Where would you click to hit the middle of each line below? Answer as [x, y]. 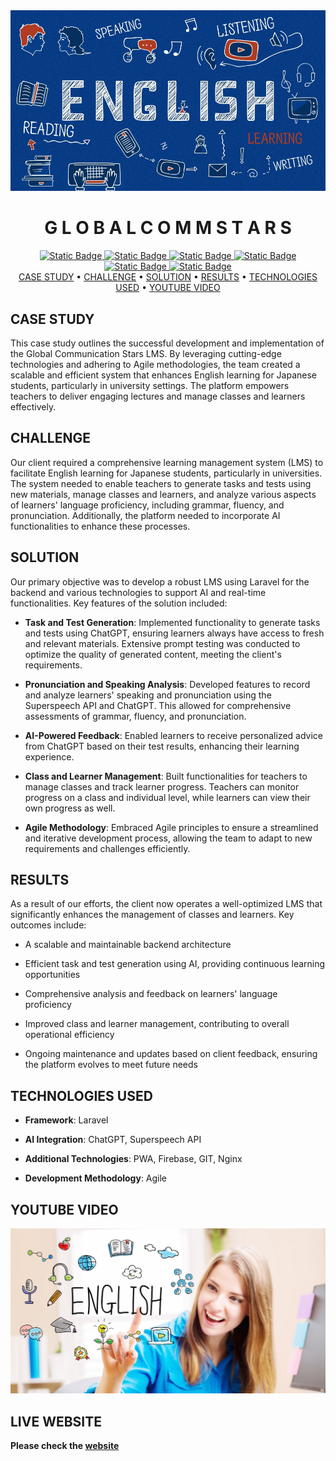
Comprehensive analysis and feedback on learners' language [151, 994]
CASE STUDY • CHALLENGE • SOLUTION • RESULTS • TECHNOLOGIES [168, 277]
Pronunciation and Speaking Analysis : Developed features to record [167, 684]
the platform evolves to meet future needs [111, 1065]
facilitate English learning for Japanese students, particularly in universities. [166, 473]
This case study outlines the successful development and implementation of [167, 343]
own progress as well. [70, 808]
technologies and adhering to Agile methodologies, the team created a [155, 365]
